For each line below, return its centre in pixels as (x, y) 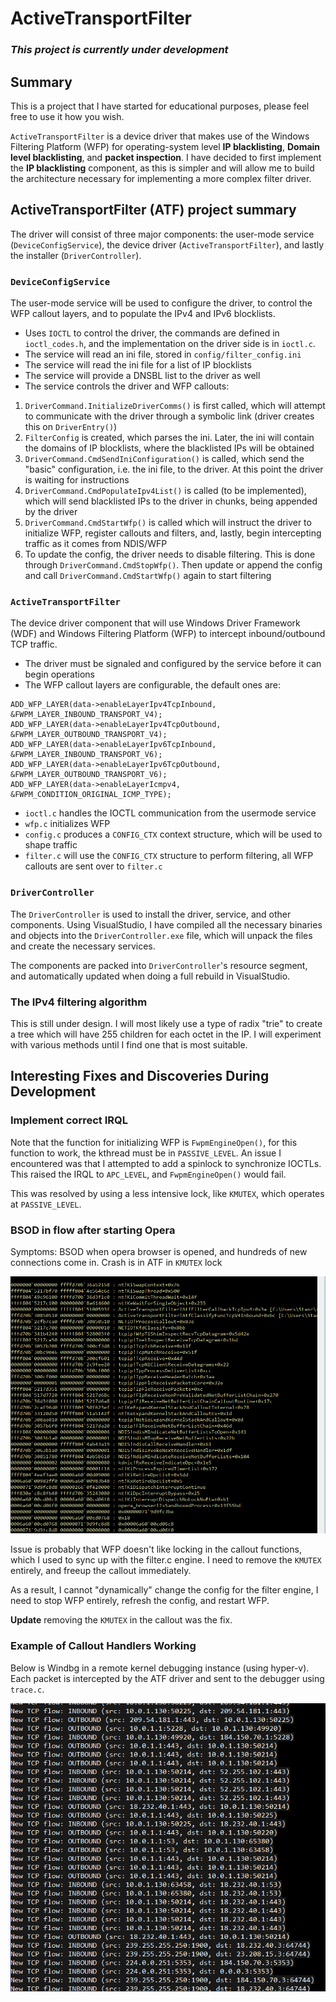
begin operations (60, 674)
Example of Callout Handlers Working (103, 1646)
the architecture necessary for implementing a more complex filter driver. (161, 178)
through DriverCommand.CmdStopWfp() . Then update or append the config (173, 565)
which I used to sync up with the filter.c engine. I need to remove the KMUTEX (166, 1560)
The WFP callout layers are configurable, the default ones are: (153, 685)
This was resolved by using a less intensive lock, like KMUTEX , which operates (167, 1193)
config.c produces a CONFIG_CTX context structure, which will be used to (173, 834)
